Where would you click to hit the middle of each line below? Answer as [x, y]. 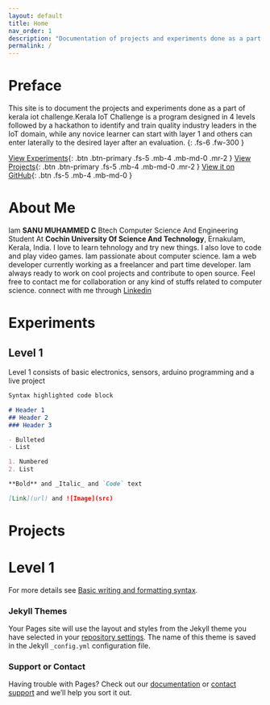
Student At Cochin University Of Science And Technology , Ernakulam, [127, 239]
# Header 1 [27, 410]
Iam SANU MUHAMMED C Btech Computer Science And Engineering [123, 230]
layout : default [35, 16]
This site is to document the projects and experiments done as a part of [127, 108]
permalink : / [30, 46]
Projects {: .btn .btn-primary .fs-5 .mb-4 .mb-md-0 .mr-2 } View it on [122, 167]
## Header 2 [28, 418]
